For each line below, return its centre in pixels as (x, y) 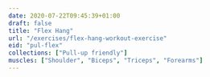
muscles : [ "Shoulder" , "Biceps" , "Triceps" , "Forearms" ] (106, 61)
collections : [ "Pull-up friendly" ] (68, 53)
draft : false (30, 23)
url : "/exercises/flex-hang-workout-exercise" (88, 38)
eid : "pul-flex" (35, 46)
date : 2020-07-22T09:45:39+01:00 (64, 16)
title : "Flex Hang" (41, 30)
